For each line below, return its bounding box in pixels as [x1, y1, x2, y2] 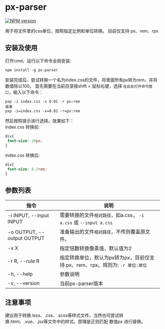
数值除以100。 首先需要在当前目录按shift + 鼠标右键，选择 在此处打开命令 [5, 83, 149, 89]
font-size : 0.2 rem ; [7, 167, 48, 172]
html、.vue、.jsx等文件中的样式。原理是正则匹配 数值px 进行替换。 [10, 318, 146, 324]
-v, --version [7, 280, 40, 287]
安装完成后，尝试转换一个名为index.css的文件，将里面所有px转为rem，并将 [5, 77, 158, 83]
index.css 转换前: [5, 124, 40, 130]
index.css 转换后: [5, 152, 40, 159]
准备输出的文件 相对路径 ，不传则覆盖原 [59, 228, 146, 235]
